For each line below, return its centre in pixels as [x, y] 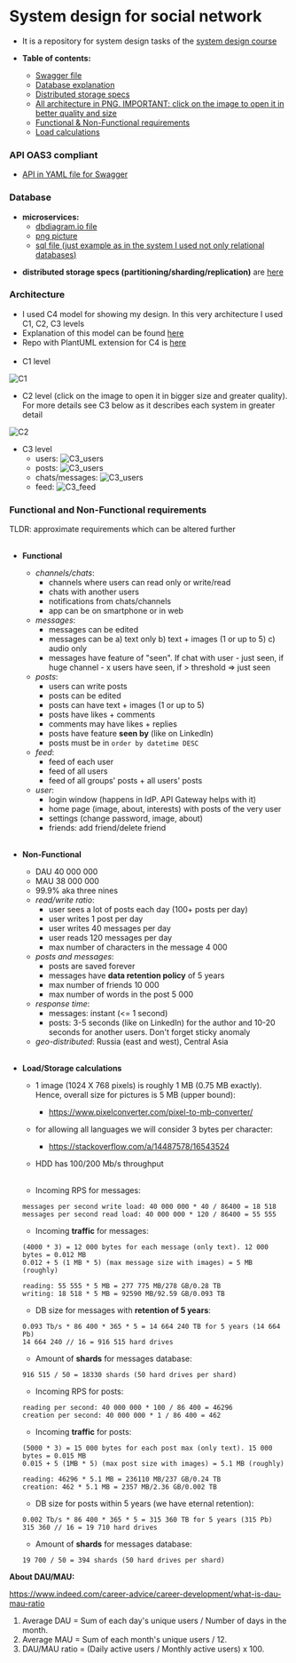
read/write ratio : [65, 900]
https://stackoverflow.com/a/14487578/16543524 [139, 1147]
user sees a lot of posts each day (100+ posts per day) [148, 910]
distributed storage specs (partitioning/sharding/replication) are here [152, 272]
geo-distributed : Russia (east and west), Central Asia [132, 1042]
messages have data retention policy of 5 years [136, 975]
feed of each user [81, 762]
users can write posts [88, 687]
